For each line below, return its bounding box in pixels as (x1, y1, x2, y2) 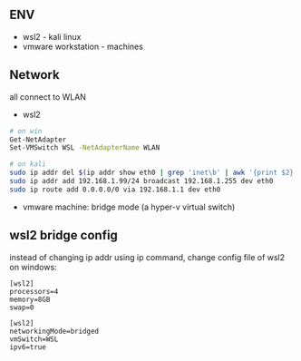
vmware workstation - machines (22, 41, 143, 52)
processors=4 (9, 287, 59, 296)
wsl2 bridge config (9, 228, 118, 243)
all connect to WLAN (9, 91, 86, 102)
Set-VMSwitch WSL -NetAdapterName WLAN (9, 143, 160, 152)
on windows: (9, 261, 57, 272)
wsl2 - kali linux (22, 31, 82, 42)
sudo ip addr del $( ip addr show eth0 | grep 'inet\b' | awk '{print (9, 168, 278, 178)
